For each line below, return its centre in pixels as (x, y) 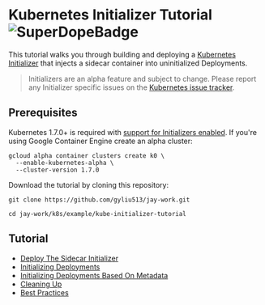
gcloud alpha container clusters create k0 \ (86, 155)
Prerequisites (43, 113)
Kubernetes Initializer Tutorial (111, 15)
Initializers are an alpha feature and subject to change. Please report (142, 78)
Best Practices (44, 292)
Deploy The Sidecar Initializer (69, 258)
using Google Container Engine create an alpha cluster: (100, 141)
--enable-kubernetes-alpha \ (65, 163)
